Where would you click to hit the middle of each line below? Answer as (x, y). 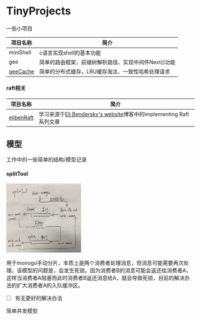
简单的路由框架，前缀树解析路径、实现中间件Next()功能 (107, 62)
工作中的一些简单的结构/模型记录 (47, 159)
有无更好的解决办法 (39, 298)
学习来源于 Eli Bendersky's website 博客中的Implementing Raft (114, 114)
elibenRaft (21, 117)
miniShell (20, 53)
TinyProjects (39, 11)
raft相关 (16, 88)
